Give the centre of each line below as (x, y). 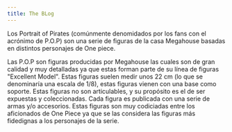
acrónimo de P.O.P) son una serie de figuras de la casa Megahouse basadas (116, 41)
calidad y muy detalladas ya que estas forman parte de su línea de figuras (113, 69)
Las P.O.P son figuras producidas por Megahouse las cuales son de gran (111, 61)
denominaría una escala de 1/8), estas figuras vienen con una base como (112, 83)
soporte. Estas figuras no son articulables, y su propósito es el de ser (106, 91)
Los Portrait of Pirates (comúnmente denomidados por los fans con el (107, 33)
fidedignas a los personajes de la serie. (63, 121)
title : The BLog (31, 14)
